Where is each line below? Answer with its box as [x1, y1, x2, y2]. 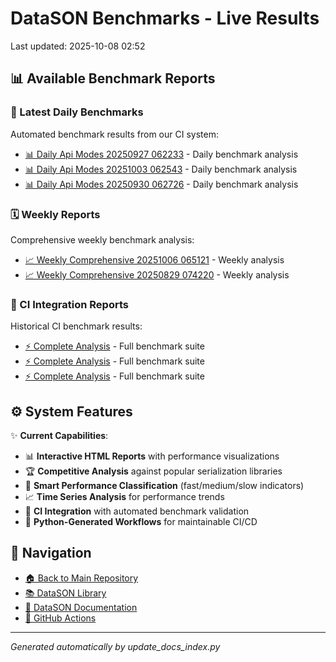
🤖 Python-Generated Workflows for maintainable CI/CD [24, 516, 258, 528]
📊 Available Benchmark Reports [10, 70, 216, 87]
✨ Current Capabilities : [10, 430, 109, 442]
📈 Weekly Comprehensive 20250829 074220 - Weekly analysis [24, 268, 290, 281]
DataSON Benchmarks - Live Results [10, 7, 320, 30]
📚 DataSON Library [24, 587, 107, 599]
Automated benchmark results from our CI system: [10, 128, 219, 140]
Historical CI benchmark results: [10, 320, 143, 332]
